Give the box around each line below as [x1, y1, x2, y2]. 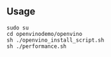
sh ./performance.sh [6, 42, 67, 50]
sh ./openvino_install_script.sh [6, 37, 105, 44]
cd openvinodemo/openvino [6, 30, 82, 37]
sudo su [6, 24, 30, 31]
